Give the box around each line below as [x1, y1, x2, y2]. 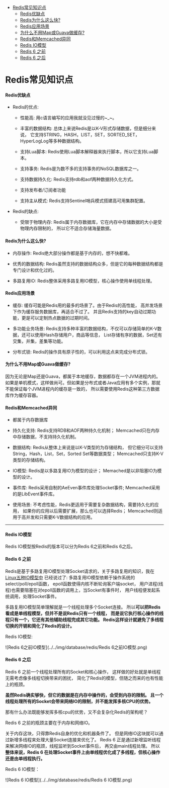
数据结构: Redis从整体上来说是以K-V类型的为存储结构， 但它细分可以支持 [12, 445, 163, 451]
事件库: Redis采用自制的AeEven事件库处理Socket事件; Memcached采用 [12, 485, 160, 491]
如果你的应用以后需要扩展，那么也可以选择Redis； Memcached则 [22, 508, 158, 514]
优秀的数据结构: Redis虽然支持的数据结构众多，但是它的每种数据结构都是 [12, 260, 163, 267]
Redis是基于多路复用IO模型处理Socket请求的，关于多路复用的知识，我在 [5, 568, 155, 574]
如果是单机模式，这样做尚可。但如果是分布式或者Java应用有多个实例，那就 [5, 380, 161, 386]
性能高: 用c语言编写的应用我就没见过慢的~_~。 [20, 115, 117, 121]
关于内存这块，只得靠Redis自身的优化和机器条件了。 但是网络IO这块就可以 [5, 730, 159, 736]
